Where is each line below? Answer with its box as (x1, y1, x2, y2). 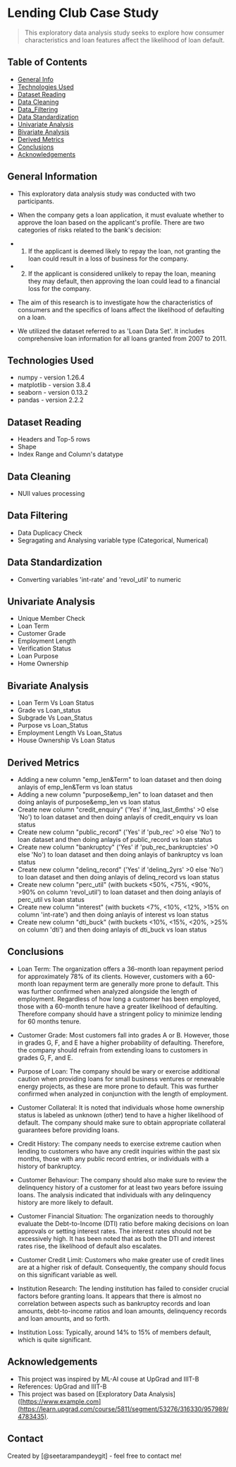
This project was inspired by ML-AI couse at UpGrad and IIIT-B (17, 1374, 199, 1383)
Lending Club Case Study (7, 5, 159, 21)
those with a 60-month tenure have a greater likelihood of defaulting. (17, 1002, 218, 1011)
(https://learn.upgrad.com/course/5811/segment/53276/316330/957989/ (17, 1404, 229, 1413)
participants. (17, 196, 54, 206)
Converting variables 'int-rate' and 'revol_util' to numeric (17, 575, 182, 583)
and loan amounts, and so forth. (17, 1314, 111, 1322)
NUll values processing (17, 489, 85, 497)
